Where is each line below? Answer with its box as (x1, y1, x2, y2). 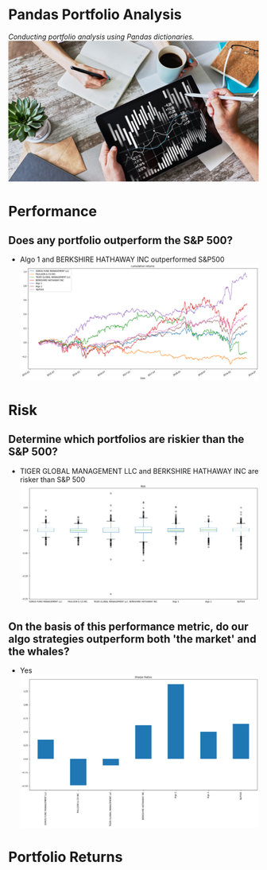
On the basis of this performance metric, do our (8, 619, 249, 633)
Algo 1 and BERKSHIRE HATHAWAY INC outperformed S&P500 (19, 254, 225, 264)
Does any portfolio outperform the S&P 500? (8, 234, 233, 247)
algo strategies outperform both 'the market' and (8, 632, 257, 646)
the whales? (8, 644, 70, 658)
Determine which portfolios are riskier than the (8, 433, 245, 446)
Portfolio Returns (8, 849, 123, 866)
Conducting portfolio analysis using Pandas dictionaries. (8, 32, 195, 41)
